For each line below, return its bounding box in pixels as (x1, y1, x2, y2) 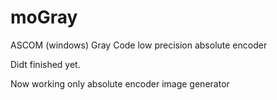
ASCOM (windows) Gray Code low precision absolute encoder (10, 39, 268, 51)
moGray (10, 6, 78, 29)
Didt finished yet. (10, 58, 81, 70)
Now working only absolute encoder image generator (10, 77, 230, 90)
